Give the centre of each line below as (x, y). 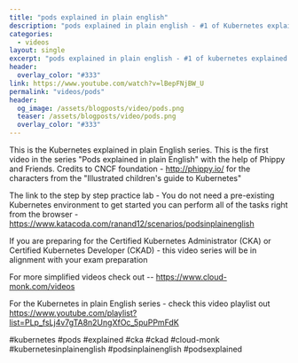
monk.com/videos (42, 286)
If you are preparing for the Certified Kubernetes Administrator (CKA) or (141, 241)
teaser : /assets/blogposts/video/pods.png (97, 116)
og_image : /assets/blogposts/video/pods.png (101, 108)
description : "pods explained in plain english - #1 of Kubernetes (137, 26)
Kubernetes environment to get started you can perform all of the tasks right (149, 205)
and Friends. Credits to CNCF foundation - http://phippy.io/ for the (130, 169)
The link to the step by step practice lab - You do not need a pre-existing (142, 195)
